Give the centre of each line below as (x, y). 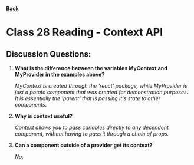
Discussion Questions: (49, 54)
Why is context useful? (43, 116)
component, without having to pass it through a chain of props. (92, 134)
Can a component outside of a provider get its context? (83, 145)
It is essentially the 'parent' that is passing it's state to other (88, 98)
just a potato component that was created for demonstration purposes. (101, 92)
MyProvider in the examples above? (60, 74)
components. (31, 105)
